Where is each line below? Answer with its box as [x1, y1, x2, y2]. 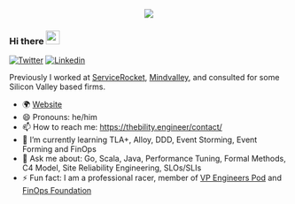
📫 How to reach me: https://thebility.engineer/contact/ [21, 122, 223, 132]
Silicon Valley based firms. [9, 81, 106, 92]
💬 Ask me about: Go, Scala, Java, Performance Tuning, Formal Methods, [21, 154, 286, 164]
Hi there [9, 34, 44, 47]
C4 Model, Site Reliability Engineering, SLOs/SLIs [21, 162, 202, 173]
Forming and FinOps [21, 144, 97, 155]
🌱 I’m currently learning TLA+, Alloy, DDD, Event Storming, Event [21, 134, 258, 145]
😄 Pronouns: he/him [21, 112, 97, 123]
